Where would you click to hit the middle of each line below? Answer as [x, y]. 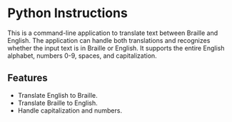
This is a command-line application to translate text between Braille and [113, 33]
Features [27, 78]
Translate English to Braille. [57, 95]
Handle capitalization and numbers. [70, 110]
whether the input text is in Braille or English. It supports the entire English [116, 48]
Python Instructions [68, 13]
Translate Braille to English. [57, 103]
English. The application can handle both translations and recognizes [109, 40]
